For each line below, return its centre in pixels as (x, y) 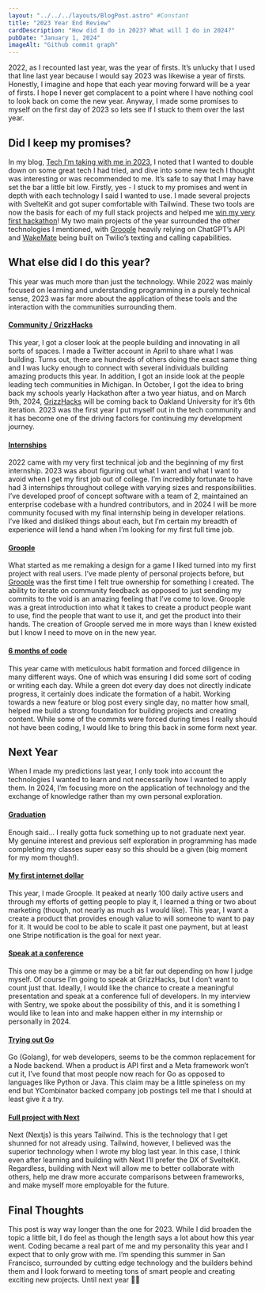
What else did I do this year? (79, 262)
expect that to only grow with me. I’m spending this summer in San (117, 1255)
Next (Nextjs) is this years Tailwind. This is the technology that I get (118, 1135)
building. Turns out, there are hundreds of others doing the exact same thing (132, 359)
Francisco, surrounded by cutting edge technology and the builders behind (131, 1263)
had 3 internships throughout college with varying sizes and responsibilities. (132, 488)
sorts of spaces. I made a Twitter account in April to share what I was (121, 351)
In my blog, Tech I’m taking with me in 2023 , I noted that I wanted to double (131, 161)
